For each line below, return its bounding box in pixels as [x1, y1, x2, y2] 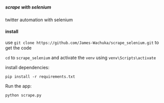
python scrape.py [5, 93, 42, 98]
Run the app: [5, 83, 32, 89]
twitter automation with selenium [5, 17, 73, 23]
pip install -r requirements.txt [5, 74, 75, 79]
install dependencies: [5, 65, 49, 71]
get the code [5, 45, 32, 51]
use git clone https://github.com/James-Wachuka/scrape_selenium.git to [5, 39, 159, 45]
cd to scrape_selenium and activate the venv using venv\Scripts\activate [5, 55, 156, 61]
